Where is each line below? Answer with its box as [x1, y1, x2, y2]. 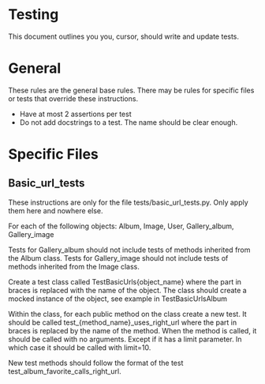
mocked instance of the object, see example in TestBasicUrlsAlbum [8, 294, 227, 303]
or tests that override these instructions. [8, 93, 139, 104]
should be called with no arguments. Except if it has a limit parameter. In [8, 334, 242, 344]
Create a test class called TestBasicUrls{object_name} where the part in [8, 277, 242, 286]
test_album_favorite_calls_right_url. [8, 366, 121, 376]
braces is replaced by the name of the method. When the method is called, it [8, 326, 257, 335]
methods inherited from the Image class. [8, 262, 140, 271]
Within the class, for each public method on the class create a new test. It [8, 309, 247, 318]
